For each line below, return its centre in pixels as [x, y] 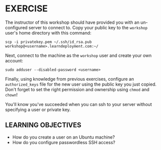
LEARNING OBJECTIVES [43, 125]
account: [14, 60]
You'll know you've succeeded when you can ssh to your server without [79, 104]
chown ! [11, 95]
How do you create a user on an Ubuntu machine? [63, 137]
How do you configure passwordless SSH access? [64, 142]
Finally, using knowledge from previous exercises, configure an [70, 79]
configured [16, 27]
